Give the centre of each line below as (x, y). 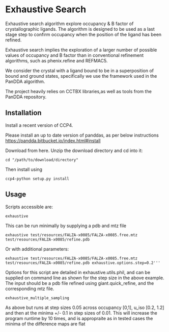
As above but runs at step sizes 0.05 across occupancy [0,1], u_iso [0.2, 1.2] (85, 307)
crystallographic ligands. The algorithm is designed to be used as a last (80, 29)
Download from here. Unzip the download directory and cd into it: (74, 150)
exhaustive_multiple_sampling (37, 298)
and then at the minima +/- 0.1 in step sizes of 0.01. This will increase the (81, 313)
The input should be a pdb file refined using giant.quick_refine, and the (80, 283)
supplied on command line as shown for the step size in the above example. (85, 278)
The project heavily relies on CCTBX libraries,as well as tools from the (78, 91)
